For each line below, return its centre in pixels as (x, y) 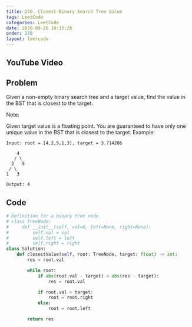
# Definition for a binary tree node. (54, 216)
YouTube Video (35, 63)
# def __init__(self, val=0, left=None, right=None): (79, 227)
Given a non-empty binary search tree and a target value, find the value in (96, 97)
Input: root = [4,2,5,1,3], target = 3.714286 (64, 143)
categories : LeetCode (33, 22)
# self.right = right (43, 243)
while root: (42, 270)
